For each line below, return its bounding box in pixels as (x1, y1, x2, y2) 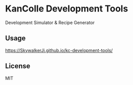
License (5, 62, 30, 70)
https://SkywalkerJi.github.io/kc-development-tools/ (5, 47, 113, 53)
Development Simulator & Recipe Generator (5, 19, 95, 25)
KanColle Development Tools (5, 3, 128, 14)
